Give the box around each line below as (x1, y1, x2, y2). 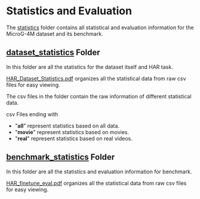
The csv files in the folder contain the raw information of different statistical (6, 92, 192, 99)
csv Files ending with (6, 110, 59, 117)
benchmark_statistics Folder (6, 152, 115, 162)
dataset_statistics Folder (6, 48, 100, 58)
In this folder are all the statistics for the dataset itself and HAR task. (6, 63, 173, 70)
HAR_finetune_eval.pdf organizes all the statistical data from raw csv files (6, 179, 187, 186)
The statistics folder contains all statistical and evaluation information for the (6, 24, 194, 31)
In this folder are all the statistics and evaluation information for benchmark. (6, 168, 192, 175)
